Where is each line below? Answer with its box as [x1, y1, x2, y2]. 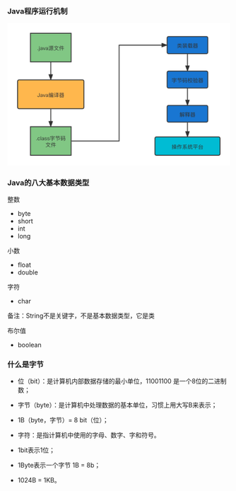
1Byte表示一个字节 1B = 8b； [17, 461, 101, 470]
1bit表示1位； [17, 446, 55, 454]
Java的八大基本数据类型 [7, 178, 90, 187]
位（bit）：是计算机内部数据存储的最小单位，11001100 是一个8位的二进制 [17, 377, 228, 386]
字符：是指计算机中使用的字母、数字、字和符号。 [17, 431, 160, 439]
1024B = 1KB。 [17, 476, 61, 485]
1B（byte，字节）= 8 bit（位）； [17, 416, 109, 424]
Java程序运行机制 [7, 6, 69, 16]
